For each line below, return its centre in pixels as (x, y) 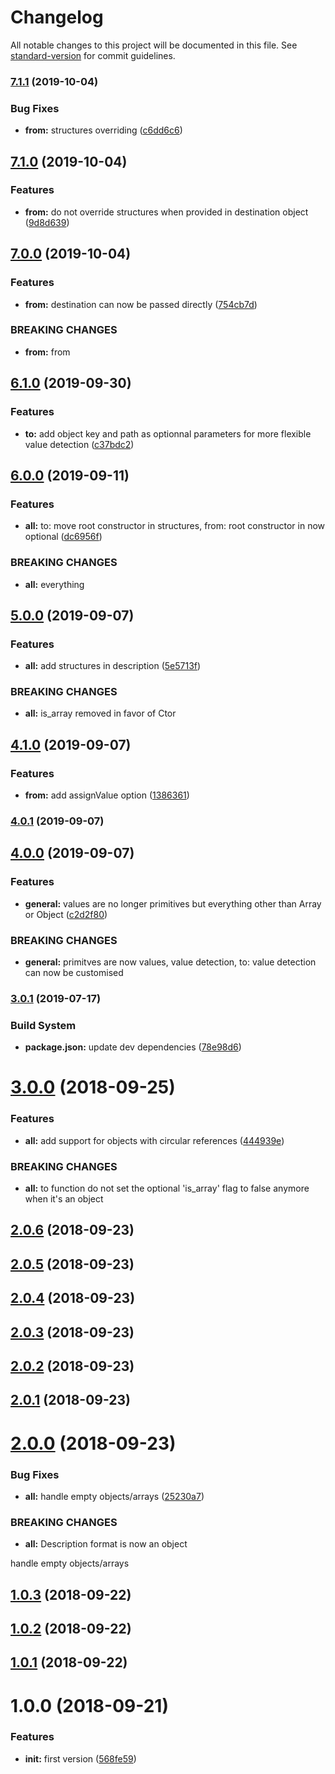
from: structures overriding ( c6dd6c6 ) (103, 130)
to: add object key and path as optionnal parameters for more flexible (168, 433)
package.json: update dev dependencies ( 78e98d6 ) (133, 1047)
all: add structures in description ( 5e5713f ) (113, 666)
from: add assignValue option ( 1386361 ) (107, 795)
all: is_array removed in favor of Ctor (100, 713)
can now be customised (74, 973)
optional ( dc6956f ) (63, 537)
